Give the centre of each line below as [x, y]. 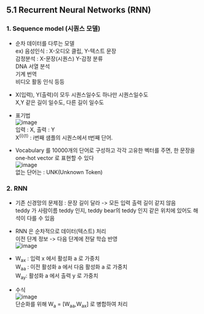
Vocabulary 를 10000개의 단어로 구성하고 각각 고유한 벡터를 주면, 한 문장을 [105, 150]
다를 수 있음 [41, 218]
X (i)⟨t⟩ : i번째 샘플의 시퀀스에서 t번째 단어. [64, 137]
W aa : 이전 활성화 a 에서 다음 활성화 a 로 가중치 [71, 268]
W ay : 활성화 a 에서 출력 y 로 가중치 [57, 277]
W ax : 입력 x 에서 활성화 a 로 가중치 [57, 259]
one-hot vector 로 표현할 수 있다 [55, 158]
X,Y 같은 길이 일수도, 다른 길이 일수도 [59, 102]
